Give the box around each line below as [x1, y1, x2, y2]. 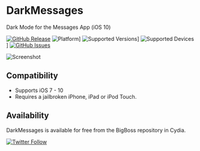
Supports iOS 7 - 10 [14, 87, 64, 94]
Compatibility [6, 70, 58, 81]
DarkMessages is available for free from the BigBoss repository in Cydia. [6, 126, 186, 134]
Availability [6, 111, 49, 121]
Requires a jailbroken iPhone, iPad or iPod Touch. [14, 93, 137, 100]
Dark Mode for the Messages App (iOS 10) [6, 23, 111, 31]
